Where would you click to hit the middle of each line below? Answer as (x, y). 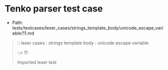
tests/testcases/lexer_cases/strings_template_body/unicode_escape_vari (88, 27)
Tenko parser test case (54, 9)
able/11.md (23, 33)
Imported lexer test (37, 62)
